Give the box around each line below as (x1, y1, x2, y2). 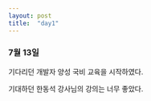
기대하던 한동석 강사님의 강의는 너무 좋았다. (8, 83, 144, 93)
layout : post (8, 11, 52, 20)
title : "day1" (8, 19, 59, 27)
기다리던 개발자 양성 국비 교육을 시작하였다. (8, 67, 144, 76)
